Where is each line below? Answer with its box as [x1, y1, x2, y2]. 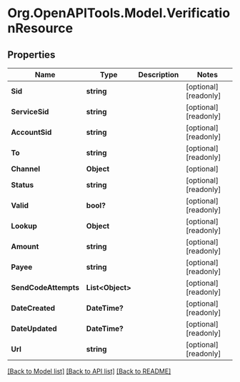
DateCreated [11, 303, 56, 313]
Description [138, 70, 179, 79]
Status [11, 180, 34, 190]
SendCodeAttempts [11, 283, 80, 292]
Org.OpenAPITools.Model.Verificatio [7, 5, 231, 21]
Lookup [11, 221, 37, 231]
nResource [7, 20, 74, 36]
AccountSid [11, 127, 52, 137]
